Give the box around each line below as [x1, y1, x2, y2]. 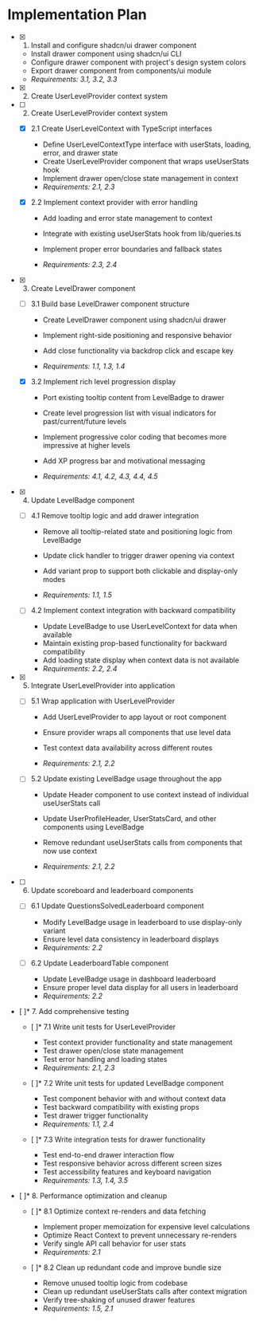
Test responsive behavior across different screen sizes [42, 1158, 222, 1168]
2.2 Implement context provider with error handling [30, 198, 198, 206]
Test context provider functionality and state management [42, 1037, 233, 1047]
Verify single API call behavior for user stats [42, 1238, 187, 1248]
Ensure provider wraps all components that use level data [42, 728, 231, 737]
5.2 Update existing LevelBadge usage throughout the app [30, 774, 222, 784]
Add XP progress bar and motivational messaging [42, 456, 206, 466]
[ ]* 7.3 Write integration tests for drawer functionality [30, 1134, 206, 1144]
